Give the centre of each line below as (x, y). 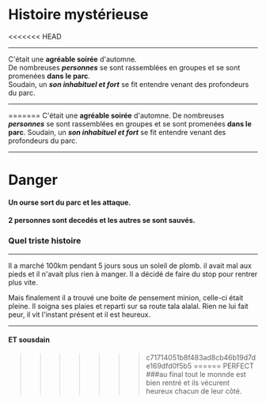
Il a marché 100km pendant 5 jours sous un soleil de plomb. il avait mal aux (130, 266)
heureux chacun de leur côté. (194, 391)
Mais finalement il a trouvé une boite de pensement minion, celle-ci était (126, 297)
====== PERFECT (224, 366)
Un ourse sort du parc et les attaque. (70, 202)
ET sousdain (29, 340)
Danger (33, 180)
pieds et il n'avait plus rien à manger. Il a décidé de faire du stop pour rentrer (133, 273)
